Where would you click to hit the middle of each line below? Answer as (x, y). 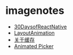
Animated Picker (34, 46)
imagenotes (35, 11)
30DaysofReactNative (40, 27)
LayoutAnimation (34, 32)
